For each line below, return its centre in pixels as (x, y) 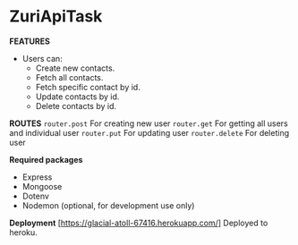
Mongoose (42, 186)
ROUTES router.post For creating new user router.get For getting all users (149, 123)
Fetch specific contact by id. (88, 87)
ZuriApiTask (56, 17)
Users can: (42, 58)
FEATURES (30, 41)
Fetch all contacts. (69, 77)
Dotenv (35, 196)
